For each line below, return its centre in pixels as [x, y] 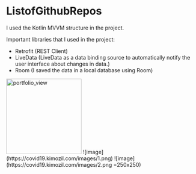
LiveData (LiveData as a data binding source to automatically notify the [103, 57]
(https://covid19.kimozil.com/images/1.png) [60, 158]
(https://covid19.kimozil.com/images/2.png [59, 164]
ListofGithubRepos [54, 11]
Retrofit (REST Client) [41, 51]
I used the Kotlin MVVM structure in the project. [65, 28]
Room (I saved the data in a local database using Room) [84, 70]
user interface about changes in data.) [62, 64]
